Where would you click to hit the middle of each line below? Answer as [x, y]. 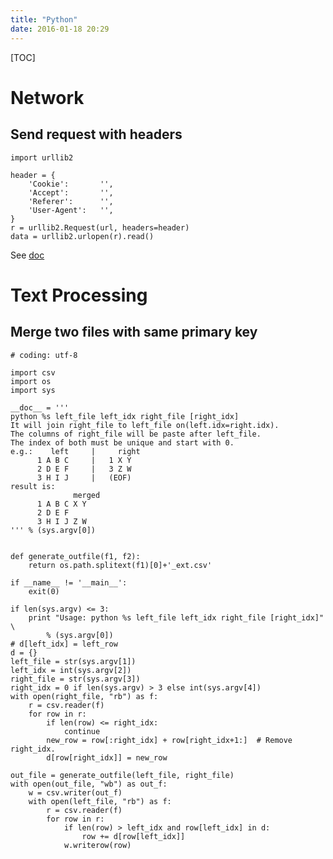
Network [47, 97]
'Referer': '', [71, 201]
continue [82, 731]
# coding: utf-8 [44, 355]
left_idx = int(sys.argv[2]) [71, 670]
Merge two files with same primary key [134, 332]
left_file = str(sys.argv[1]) [73, 661]
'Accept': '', [71, 192]
